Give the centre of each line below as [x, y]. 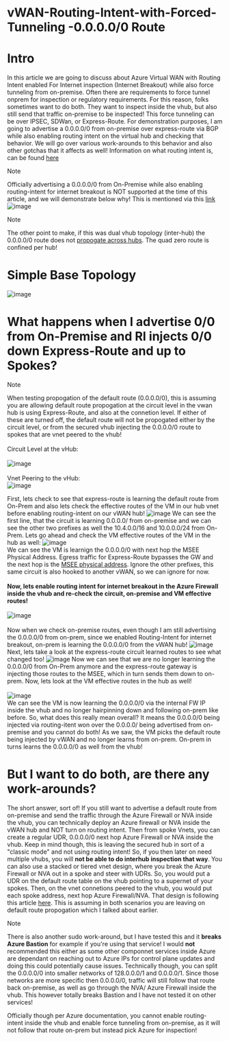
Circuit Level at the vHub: [43, 449]
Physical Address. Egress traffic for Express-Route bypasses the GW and [110, 557]
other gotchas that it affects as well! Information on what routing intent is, [110, 151]
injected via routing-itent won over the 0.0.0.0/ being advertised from [104, 725]
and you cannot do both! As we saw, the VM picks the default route [126, 732]
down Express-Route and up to [96, 351]
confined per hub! [32, 248]
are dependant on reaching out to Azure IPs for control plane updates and [111, 958]
